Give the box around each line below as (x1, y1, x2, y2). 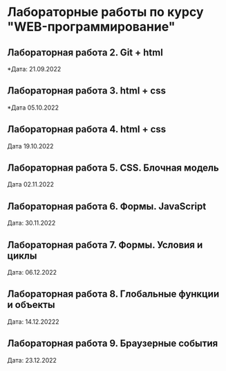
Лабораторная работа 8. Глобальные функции (7, 288, 220, 300)
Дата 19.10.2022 (7, 141, 54, 150)
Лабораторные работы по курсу (7, 4, 204, 20)
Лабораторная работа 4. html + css (7, 123, 167, 135)
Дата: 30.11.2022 (7, 219, 56, 227)
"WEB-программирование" (7, 19, 176, 35)
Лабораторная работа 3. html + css (7, 85, 166, 97)
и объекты (7, 299, 55, 311)
